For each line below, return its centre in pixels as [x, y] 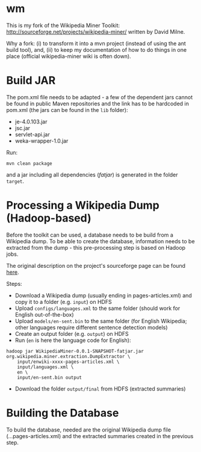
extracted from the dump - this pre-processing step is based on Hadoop [96, 247]
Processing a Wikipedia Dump [83, 206]
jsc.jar [23, 128]
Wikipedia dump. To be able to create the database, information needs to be [100, 241]
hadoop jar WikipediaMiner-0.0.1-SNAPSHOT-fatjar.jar [75, 351]
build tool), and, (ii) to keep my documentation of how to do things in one [97, 49]
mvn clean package [29, 163]
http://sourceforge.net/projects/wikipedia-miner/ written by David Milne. [96, 31]
